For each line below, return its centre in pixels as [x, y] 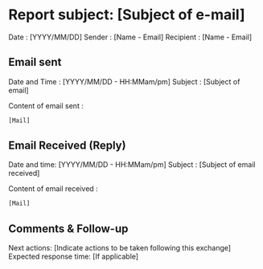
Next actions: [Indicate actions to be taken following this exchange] [120, 248]
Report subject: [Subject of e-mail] [127, 15]
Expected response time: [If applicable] [74, 257]
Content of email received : [53, 189]
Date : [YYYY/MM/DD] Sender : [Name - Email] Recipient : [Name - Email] [130, 37]
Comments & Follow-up [68, 228]
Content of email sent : [46, 105]
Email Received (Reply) [67, 146]
